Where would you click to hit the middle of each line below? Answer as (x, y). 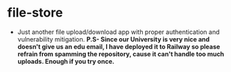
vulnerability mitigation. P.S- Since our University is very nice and (113, 39)
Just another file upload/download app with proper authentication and (118, 32)
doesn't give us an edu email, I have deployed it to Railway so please (119, 46)
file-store (35, 13)
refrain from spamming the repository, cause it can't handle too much (121, 54)
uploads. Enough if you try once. (66, 61)
